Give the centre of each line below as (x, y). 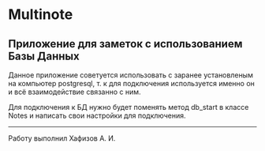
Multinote (41, 15)
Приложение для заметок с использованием (125, 44)
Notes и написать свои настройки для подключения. (97, 115)
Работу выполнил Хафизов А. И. (62, 138)
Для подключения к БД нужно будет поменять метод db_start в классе (129, 107)
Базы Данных (44, 56)
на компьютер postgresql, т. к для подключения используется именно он (131, 83)
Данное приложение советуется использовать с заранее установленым (131, 75)
